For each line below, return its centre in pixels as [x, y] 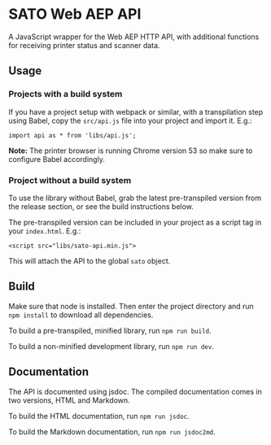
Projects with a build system [66, 94]
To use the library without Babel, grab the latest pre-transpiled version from [135, 198]
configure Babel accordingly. [57, 159]
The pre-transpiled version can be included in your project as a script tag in [135, 222]
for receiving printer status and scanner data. [84, 45]
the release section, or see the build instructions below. [101, 206]
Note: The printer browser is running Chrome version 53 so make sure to [131, 151]
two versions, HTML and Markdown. [69, 400]
